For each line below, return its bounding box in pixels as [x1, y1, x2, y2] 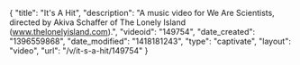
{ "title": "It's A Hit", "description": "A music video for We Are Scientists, [9, 8, 275, 18]
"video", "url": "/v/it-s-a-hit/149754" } [9, 45, 149, 56]
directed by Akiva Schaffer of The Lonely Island [9, 17, 186, 28]
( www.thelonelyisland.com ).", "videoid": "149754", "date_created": [9, 27, 256, 37]
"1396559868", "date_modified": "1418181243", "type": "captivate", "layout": [9, 36, 291, 46]
